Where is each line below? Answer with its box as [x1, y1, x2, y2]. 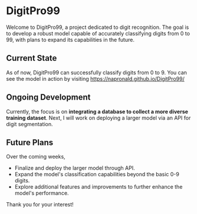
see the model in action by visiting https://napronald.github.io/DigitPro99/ [6, 75, 185, 82]
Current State [6, 53, 57, 63]
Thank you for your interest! [6, 201, 74, 208]
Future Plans [6, 137, 54, 147]
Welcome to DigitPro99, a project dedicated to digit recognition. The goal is [6, 24, 189, 31]
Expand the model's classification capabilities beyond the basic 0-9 [14, 171, 180, 178]
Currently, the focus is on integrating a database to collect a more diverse [6, 108, 189, 115]
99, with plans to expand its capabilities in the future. [6, 36, 134, 43]
